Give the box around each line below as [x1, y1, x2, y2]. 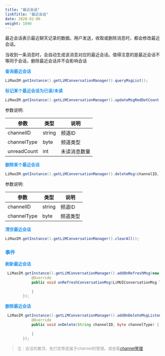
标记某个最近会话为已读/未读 [5, 88, 63, 94]
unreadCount [7, 148, 38, 154]
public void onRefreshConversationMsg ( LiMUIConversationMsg [31, 280, 157, 285]
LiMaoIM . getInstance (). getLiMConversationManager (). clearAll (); [5, 236, 139, 241]
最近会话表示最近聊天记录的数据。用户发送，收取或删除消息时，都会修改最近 [5, 35, 160, 41]
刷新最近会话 [5, 261, 31, 267]
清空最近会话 [5, 226, 31, 232]
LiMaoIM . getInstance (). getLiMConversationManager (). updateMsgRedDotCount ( [5, 98, 162, 103]
